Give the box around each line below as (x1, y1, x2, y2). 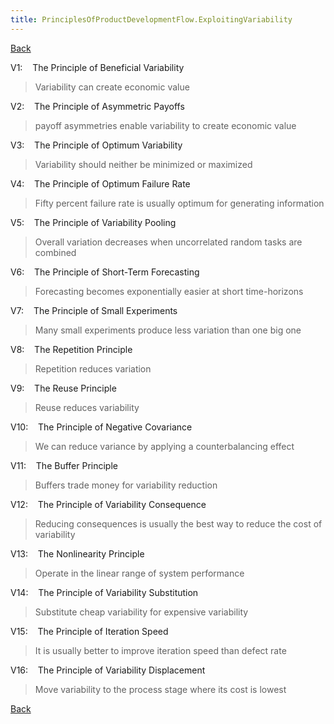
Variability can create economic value (34, 81, 190, 93)
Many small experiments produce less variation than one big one (34, 324, 302, 336)
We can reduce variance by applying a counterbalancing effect (34, 440, 295, 452)
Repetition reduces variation (34, 362, 152, 375)
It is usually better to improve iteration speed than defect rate (34, 644, 287, 656)
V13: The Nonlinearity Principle (10, 547, 145, 560)
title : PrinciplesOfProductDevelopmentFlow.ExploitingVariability (10, 14, 293, 25)
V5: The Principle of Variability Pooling (10, 216, 177, 228)
